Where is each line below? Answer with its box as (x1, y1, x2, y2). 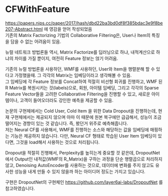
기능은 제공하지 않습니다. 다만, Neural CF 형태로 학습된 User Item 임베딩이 (10, 132, 157, 138)
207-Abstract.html (5, 26, 43, 32)
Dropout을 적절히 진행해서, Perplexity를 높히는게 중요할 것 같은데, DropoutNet (5, 149, 160, 155)
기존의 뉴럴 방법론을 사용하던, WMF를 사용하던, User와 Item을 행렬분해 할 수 (5, 66, 155, 72)
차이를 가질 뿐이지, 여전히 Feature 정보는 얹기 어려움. (14, 55, 118, 61)
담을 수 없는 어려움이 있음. (10, 38, 62, 44)
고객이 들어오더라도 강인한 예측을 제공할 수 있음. (20, 97, 114, 103)
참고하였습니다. (5, 185, 35, 191)
